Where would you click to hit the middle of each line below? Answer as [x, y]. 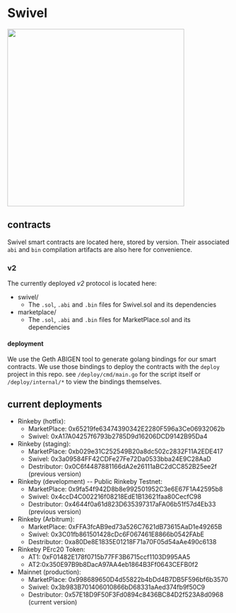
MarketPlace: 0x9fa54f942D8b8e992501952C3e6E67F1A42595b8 [125, 489]
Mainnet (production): [49, 572]
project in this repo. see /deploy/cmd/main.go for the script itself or [104, 375]
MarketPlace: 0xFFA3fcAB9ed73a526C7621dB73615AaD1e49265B [125, 527]
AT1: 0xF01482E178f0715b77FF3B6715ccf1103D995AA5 [109, 557]
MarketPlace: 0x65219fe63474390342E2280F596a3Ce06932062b [126, 429]
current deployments [55, 404]
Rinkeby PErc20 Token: [51, 550]
